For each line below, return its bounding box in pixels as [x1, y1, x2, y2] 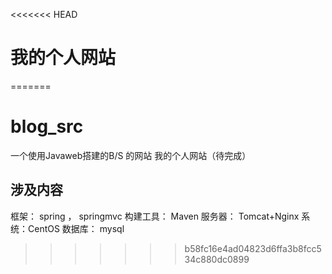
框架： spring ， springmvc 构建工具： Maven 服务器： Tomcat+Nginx [10, 210, 300, 222]
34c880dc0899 [184, 253, 250, 265]
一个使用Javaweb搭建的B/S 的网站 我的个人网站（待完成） [10, 149, 252, 161]
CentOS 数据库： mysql [27, 222, 125, 234]
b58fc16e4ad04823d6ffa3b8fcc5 [184, 242, 322, 254]
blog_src [10, 115, 84, 138]
